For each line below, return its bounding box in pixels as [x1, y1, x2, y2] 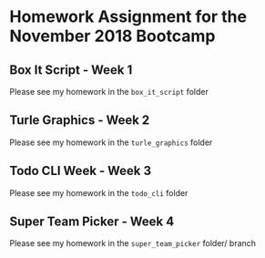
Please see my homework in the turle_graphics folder [9, 137, 213, 148]
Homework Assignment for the [9, 6, 248, 27]
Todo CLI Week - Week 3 [9, 163, 152, 179]
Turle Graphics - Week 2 [9, 112, 150, 129]
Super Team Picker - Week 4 [9, 214, 175, 230]
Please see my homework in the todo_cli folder [9, 187, 189, 198]
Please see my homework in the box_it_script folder [9, 87, 209, 97]
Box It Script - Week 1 [9, 62, 133, 77]
